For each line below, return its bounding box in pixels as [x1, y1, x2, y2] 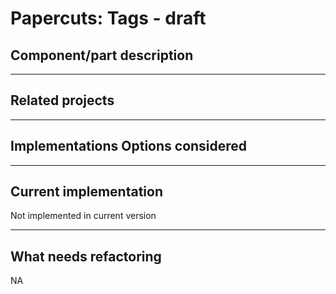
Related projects [10, 92, 115, 109]
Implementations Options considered [10, 138, 248, 155]
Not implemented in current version [10, 210, 157, 222]
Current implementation [10, 183, 163, 201]
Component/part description [10, 47, 194, 64]
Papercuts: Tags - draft [10, 7, 207, 30]
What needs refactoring [10, 248, 162, 265]
